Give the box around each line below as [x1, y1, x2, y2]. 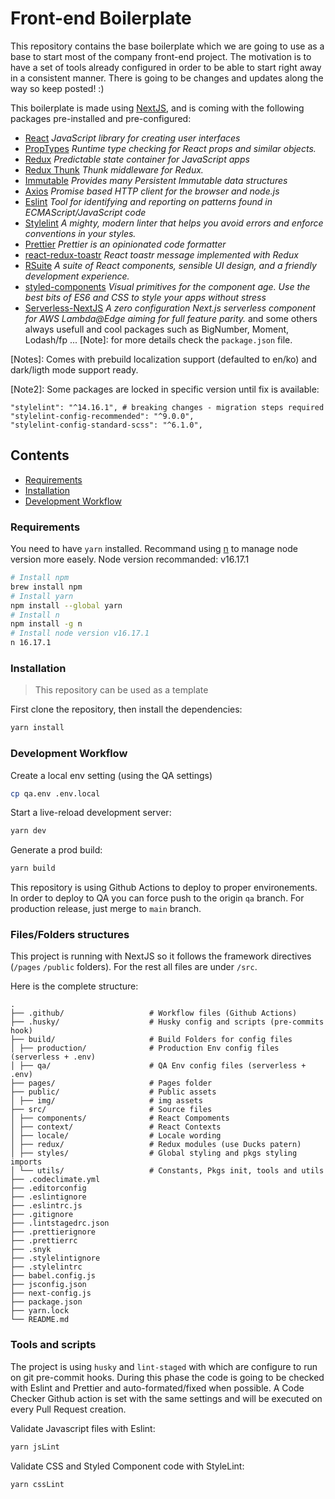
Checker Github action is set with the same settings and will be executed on [10, 1392, 323, 1404]
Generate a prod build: [10, 844, 103, 856]
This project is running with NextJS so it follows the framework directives [10, 950, 312, 962]
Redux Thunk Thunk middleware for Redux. [24, 163, 204, 176]
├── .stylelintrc [10, 1262, 83, 1272]
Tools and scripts [10, 1338, 97, 1352]
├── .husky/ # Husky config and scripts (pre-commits [10, 1017, 325, 1027]
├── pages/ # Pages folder [10, 1078, 213, 1089]
